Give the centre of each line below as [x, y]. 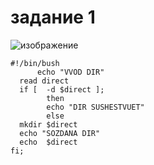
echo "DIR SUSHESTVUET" [95, 107]
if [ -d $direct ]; [62, 89]
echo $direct [48, 142]
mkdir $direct [48, 124]
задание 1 [53, 17]
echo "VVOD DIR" [70, 72]
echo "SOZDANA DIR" [60, 133]
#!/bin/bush [35, 63]
